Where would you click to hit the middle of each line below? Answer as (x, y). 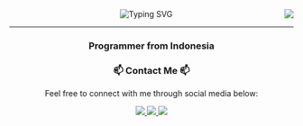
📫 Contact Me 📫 (151, 70)
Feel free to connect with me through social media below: (151, 94)
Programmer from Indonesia (151, 46)
